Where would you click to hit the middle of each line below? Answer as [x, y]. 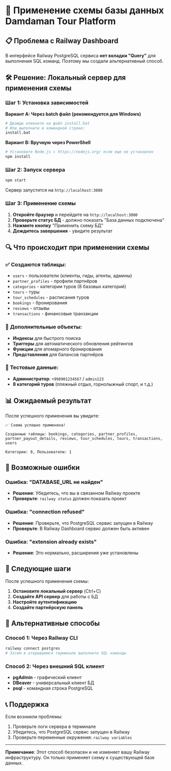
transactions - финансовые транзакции [55, 314]
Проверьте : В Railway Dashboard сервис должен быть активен [81, 528]
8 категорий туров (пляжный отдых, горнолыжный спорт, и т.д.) [83, 384]
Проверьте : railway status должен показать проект [70, 499]
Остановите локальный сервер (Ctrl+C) [57, 591]
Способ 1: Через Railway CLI [41, 638]
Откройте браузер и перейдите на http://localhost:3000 [75, 215]
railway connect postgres [33, 648]
